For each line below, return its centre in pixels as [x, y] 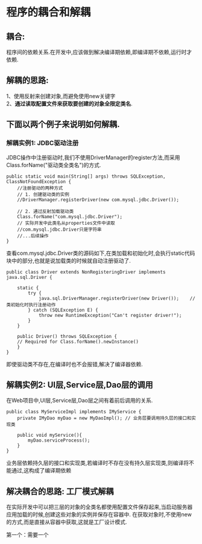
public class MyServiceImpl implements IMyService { [74, 412]
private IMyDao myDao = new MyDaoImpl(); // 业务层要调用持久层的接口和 [104, 418]
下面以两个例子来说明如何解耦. [63, 124]
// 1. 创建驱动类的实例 [43, 194]
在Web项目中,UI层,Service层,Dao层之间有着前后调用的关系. [80, 401]
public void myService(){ [50, 435]
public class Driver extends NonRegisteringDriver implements [86, 272]
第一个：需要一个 [27, 535]
